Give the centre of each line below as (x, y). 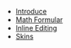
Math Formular (39, 20)
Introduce (31, 11)
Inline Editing (36, 28)
